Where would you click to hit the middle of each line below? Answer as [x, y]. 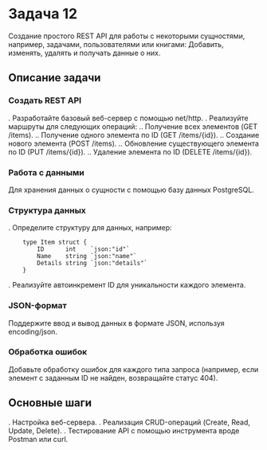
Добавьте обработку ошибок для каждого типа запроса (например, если [133, 369]
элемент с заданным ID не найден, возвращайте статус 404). [113, 378]
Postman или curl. [38, 439]
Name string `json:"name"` [87, 256]
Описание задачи [55, 78]
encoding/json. [33, 331]
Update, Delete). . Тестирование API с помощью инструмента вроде [124, 430]
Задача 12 [43, 14]
